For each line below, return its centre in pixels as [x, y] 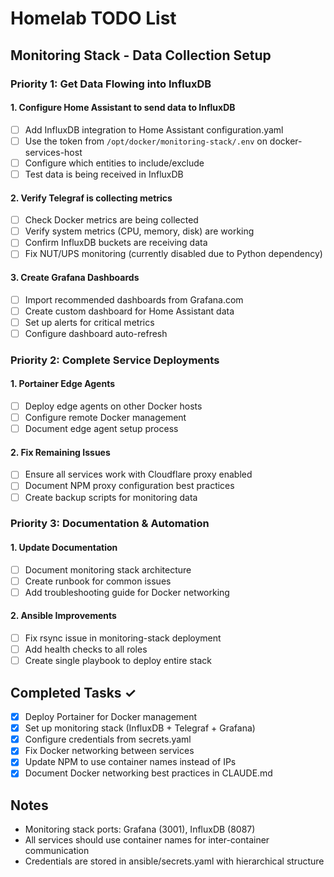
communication [57, 851]
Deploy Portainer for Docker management [111, 717]
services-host [53, 152]
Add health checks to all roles [86, 649]
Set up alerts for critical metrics [89, 322]
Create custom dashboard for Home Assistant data [129, 311]
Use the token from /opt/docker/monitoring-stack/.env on [146, 141]
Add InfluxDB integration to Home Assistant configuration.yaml [154, 129]
